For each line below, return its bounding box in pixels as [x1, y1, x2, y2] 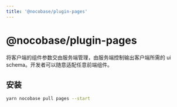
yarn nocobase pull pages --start [6, 96, 91, 102]
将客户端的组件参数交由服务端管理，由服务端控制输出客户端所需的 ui [6, 54, 171, 61]
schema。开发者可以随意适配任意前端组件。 [6, 61, 113, 68]
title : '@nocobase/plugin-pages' [6, 8, 88, 15]
